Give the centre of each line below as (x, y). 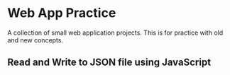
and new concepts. (35, 40)
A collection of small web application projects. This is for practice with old (115, 33)
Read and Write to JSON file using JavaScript (109, 63)
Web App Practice (62, 13)
